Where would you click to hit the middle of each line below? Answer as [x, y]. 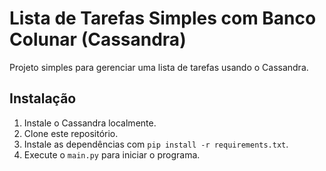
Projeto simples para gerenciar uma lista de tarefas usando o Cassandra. [159, 67]
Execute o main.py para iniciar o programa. [112, 154]
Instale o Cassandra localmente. [90, 123]
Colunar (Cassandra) [98, 39]
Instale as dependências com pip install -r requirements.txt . [156, 144]
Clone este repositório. [71, 133]
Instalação [43, 98]
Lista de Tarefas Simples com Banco [163, 18]
